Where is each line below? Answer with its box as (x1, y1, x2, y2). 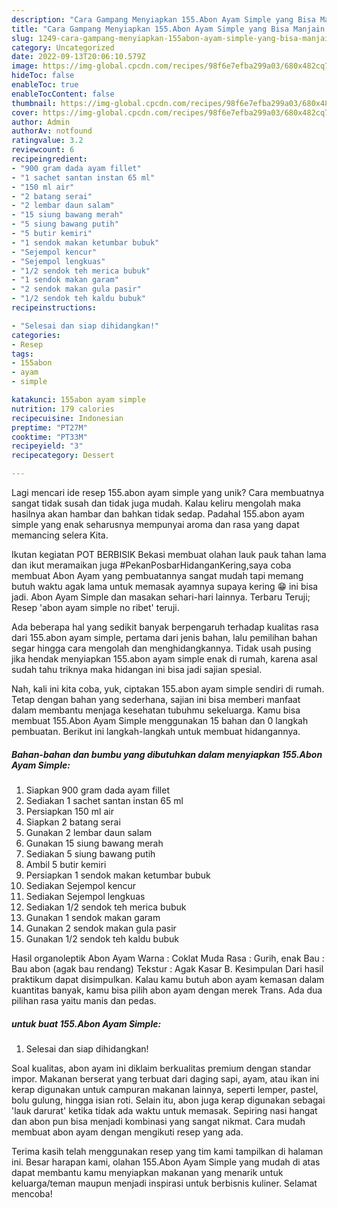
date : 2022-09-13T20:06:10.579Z (11, 52, 146, 62)
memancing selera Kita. (11, 529, 109, 541)
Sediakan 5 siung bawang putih (25, 847, 156, 860)
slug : (11, 33, 34, 43)
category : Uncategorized (11, 42, 115, 53)
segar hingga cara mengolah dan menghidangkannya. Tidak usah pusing (11, 642, 312, 654)
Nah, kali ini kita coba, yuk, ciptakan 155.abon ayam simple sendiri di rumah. (11, 683, 325, 695)
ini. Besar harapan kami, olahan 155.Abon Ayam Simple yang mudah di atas (11, 1156, 321, 1168)
